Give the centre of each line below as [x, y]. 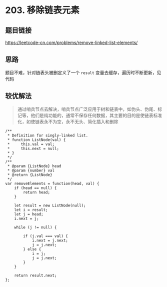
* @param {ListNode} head [34, 166]
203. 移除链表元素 [42, 10]
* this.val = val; [31, 144]
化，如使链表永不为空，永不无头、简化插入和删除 [68, 121]
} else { [32, 249]
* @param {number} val [31, 170]
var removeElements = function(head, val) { [52, 183]
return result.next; [35, 275]
